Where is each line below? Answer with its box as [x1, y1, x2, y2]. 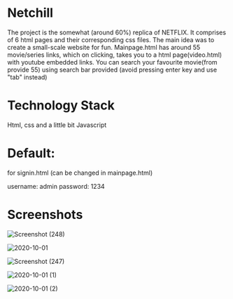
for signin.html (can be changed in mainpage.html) [7, 168, 153, 177]
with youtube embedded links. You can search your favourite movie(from [7, 58, 218, 66]
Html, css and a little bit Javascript [7, 121, 107, 129]
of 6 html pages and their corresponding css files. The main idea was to [7, 35, 215, 44]
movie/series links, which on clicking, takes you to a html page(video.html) [7, 51, 223, 59]
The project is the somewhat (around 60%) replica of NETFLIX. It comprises [7, 28, 226, 36]
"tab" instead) [7, 72, 48, 81]
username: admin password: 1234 [7, 182, 105, 190]
